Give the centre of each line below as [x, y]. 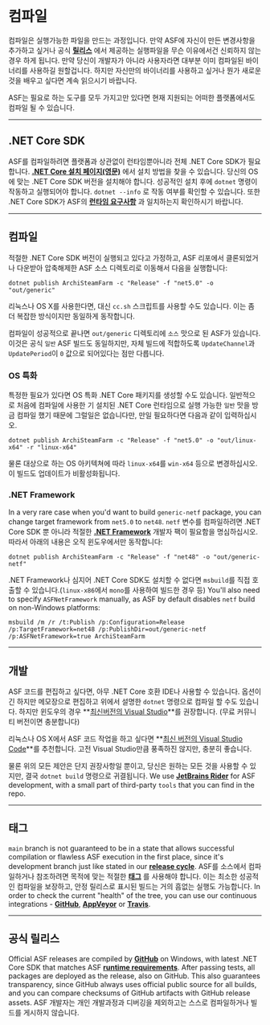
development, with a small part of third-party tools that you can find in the [131, 785]
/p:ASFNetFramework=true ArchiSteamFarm [77, 637]
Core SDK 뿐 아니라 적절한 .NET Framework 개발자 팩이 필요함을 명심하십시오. [133, 532]
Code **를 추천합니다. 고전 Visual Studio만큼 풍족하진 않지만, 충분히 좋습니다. [130, 748]
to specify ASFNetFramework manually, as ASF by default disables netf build [132, 599]
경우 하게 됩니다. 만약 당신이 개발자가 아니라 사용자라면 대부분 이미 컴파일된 [126, 60]
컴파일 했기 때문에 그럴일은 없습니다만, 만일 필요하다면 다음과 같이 [119, 415]
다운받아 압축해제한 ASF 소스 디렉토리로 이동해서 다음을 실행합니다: [122, 268]
